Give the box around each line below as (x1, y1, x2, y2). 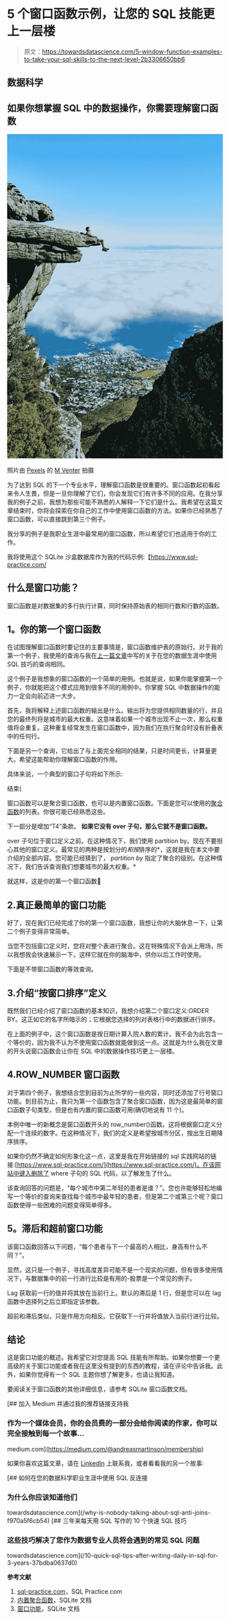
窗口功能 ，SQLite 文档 (16, 1605, 80, 1613)
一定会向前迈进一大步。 (12, 692, 79, 700)
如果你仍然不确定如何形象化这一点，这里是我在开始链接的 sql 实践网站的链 (7, 1152, 217, 1160)
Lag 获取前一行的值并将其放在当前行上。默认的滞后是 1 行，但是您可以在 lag (7, 1288, 221, 1297)
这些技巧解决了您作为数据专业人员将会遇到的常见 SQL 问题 (7, 1535, 200, 1545)
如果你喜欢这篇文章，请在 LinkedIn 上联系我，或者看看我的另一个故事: (7, 1459, 204, 1467)
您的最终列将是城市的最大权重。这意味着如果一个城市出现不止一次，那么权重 (7, 715, 223, 723)
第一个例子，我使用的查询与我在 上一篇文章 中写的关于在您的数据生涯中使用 (7, 651, 217, 660)
